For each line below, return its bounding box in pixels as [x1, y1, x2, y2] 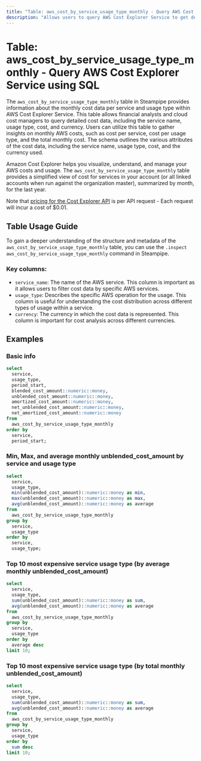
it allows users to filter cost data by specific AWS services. [14, 285, 160, 292]
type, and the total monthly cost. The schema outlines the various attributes [6, 136, 193, 144]
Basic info [6, 351, 36, 360]
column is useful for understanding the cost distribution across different [14, 298, 193, 305]
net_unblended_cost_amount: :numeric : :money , [11, 405, 124, 411]
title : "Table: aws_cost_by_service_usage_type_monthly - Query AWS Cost [6, 8, 194, 15]
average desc [11, 642, 44, 648]
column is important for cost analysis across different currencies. [14, 317, 176, 324]
